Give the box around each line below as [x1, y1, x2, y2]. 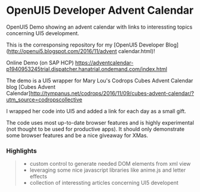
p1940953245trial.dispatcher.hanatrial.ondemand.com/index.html [6, 65, 167, 72]
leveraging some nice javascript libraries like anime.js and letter [29, 166, 186, 174]
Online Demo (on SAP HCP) [6, 59, 74, 66]
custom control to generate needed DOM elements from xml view [29, 160, 191, 168]
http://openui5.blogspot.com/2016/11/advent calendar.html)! [8, 47, 155, 54]
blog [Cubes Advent [6, 83, 56, 90]
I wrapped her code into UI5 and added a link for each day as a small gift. [6, 107, 186, 114]
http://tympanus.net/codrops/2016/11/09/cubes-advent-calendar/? [30, 89, 195, 97]
